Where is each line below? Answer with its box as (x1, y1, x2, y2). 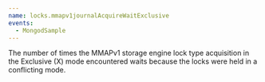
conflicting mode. (8, 65, 66, 75)
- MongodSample (15, 26, 66, 34)
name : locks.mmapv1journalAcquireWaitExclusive (8, 11, 170, 20)
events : (8, 19, 34, 27)
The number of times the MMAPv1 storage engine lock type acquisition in (8, 49, 250, 58)
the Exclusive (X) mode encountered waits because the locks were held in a (8, 57, 258, 66)
